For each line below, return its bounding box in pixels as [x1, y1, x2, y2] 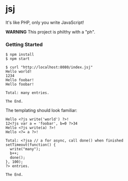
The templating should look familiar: [5, 108, 77, 113]
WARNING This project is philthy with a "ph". [5, 29, 95, 35]
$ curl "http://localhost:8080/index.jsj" [5, 65, 93, 70]
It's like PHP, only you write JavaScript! [5, 19, 84, 25]
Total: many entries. [5, 90, 50, 95]
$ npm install [5, 52, 35, 57]
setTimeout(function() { [5, 143, 56, 147]
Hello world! [5, 69, 32, 74]
